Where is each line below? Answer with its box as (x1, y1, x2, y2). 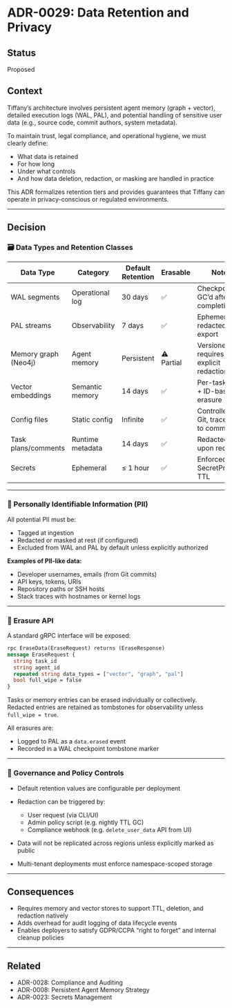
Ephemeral (71, 463, 107, 472)
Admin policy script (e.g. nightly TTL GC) (27, 818, 144, 826)
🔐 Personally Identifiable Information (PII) (7, 499, 148, 509)
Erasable (161, 267, 191, 277)
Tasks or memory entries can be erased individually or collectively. (7, 696, 197, 704)
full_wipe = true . (7, 710, 59, 719)
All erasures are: (7, 724, 54, 733)
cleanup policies (17, 933, 64, 942)
